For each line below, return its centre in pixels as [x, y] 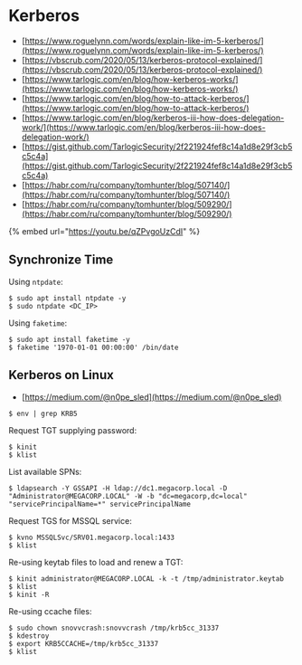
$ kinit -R [29, 594]
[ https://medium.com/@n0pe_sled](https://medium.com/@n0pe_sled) [151, 397]
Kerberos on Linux [61, 375]
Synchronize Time [61, 260]
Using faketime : [38, 323]
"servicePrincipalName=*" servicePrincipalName [100, 504]
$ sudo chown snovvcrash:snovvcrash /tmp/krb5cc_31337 [114, 628]
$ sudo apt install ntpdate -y [67, 298]
